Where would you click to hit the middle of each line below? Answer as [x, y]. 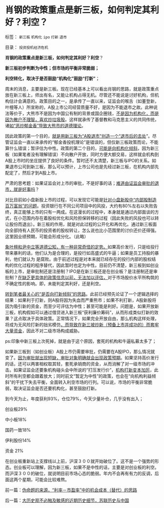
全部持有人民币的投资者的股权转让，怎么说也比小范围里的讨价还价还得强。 [84, 230]
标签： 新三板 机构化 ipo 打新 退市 [36, 37]
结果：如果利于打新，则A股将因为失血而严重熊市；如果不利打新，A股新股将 [81, 300]
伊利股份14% [18, 440]
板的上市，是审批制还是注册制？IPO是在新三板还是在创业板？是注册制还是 [79, 271]
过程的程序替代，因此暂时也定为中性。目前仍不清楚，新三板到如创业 [90, 265]
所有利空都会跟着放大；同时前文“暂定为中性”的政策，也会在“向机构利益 [81, 376]
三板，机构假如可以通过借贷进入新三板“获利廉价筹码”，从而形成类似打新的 [80, 312]
